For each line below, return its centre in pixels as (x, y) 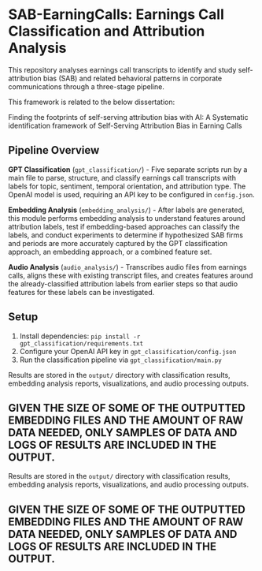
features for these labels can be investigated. (81, 292)
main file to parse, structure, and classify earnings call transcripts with (122, 177)
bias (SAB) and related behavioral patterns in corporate (133, 78)
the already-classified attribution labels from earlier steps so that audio (123, 284)
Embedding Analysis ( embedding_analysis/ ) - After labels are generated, (126, 210)
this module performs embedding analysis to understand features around (127, 218)
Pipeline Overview (54, 150)
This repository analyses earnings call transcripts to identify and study (122, 69)
